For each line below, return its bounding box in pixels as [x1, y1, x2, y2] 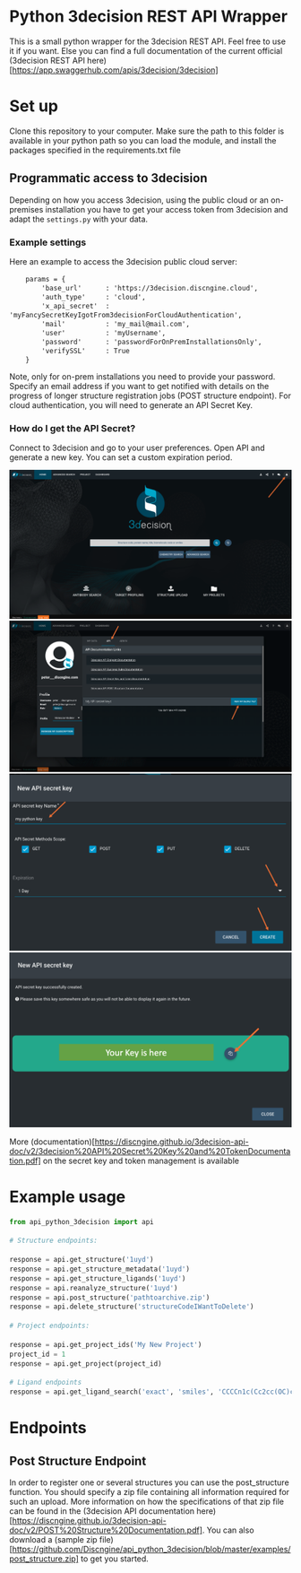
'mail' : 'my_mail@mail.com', [41, 319, 191, 328]
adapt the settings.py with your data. [9, 213, 149, 224]
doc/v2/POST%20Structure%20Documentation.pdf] [9, 1525, 203, 1535]
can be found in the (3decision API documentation [9, 1506, 195, 1517]
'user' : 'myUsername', [41, 328, 167, 337]
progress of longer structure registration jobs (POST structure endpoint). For [9, 390, 291, 401]
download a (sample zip [9, 1534, 98, 1545]
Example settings [9, 236, 87, 248]
